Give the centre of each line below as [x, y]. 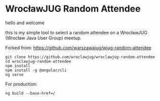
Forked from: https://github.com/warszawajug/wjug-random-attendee [78, 47]
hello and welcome [25, 23]
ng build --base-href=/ [30, 93]
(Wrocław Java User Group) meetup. [44, 38]
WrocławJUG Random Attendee [73, 9]
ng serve [14, 74]
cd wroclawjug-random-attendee [38, 61]
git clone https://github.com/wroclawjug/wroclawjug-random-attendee [80, 57]
